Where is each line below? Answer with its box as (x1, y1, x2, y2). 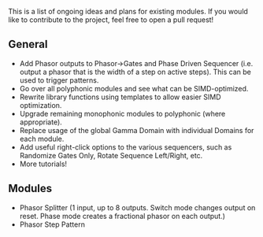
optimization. (19, 100, 62, 109)
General (8, 38, 49, 51)
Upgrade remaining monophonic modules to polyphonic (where (19, 109, 226, 118)
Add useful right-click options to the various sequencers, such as (19, 142, 232, 152)
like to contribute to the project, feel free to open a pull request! (8, 15, 214, 24)
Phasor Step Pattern (19, 220, 85, 229)
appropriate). (19, 117, 63, 127)
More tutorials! (19, 159, 68, 168)
